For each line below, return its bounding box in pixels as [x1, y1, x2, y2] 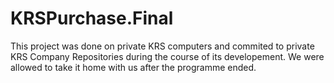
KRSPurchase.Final [10, 7, 174, 30]
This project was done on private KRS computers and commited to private [10, 40, 315, 52]
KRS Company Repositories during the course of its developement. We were [10, 50, 325, 62]
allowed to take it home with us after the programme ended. [10, 61, 257, 73]
